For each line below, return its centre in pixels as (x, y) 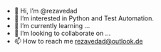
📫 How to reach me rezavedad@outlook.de (78, 41)
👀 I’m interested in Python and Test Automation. (84, 18)
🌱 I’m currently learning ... (52, 26)
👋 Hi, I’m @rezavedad (46, 11)
